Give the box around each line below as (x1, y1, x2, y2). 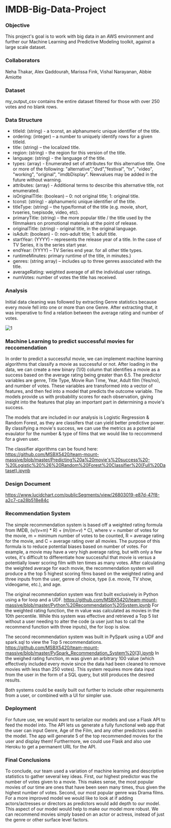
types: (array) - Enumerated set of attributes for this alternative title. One (12, 161, 165, 167)
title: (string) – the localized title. (12, 144, 80, 150)
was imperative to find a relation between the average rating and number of (5, 310, 164, 316)
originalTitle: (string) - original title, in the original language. (12, 225, 137, 232)
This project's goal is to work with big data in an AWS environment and (5, 33, 154, 39)
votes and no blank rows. (5, 104, 58, 110)
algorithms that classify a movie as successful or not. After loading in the (5, 361, 158, 367)
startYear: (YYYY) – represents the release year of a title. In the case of (12, 236, 162, 243)
